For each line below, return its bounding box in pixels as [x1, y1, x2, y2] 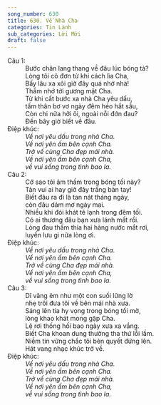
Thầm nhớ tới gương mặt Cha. [25, 87, 113, 96]
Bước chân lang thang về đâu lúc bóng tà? [25, 64, 149, 73]
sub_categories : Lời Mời [7, 30, 81, 38]
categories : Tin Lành [7, 24, 72, 31]
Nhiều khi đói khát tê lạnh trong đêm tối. [25, 208, 142, 217]
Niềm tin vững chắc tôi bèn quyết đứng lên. [25, 337, 152, 346]
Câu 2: [7, 170, 27, 179]
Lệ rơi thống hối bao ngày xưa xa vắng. [25, 322, 140, 330]
